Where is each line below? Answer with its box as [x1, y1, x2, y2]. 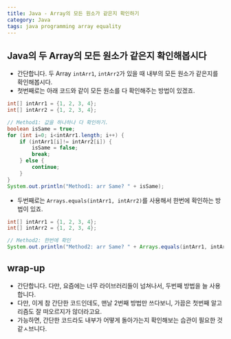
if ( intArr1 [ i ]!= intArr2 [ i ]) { [19, 138, 112, 145]
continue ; [32, 164, 60, 171]
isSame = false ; [32, 145, 78, 152]
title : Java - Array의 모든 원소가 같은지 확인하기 [7, 10, 140, 17]
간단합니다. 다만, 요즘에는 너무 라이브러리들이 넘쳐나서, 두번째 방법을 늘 [16, 281, 208, 290]
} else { [19, 157, 45, 165]
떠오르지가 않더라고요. [43, 307, 102, 316]
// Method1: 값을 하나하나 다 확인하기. [7, 119, 109, 126]
